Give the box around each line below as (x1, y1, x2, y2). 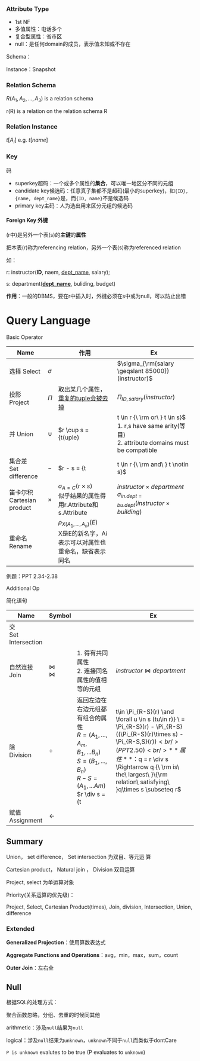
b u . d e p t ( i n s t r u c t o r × (117, 499, 170, 508)
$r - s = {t (58, 464, 86, 472)
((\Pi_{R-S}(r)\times (115, 730, 171, 738)
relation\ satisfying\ (115, 778, 170, 786)
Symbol (49, 611, 71, 620)
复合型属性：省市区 (14, 33, 62, 40)
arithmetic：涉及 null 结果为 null (6, 1024, 84, 1031)
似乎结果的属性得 (58, 492, 106, 500)
